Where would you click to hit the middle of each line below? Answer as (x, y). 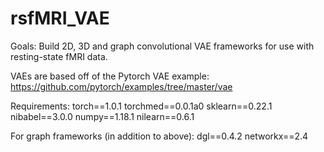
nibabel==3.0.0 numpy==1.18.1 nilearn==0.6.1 (102, 116)
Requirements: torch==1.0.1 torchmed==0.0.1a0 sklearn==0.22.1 (141, 106)
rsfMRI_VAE (60, 18)
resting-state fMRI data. (59, 56)
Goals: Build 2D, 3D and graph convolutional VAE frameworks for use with (162, 46)
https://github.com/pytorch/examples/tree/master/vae (121, 86)
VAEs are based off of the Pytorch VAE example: (110, 76)
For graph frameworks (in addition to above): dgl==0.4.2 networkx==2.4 (159, 136)
